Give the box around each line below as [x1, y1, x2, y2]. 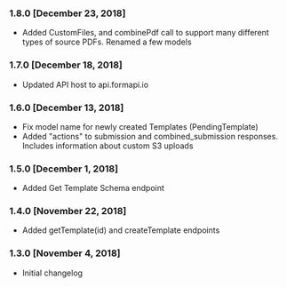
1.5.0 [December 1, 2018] [9, 163, 118, 175]
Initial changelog [21, 267, 83, 278]
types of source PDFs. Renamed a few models [21, 36, 193, 47]
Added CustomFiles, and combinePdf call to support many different [21, 28, 269, 38]
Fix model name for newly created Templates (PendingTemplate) [21, 121, 259, 132]
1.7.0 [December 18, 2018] [9, 59, 123, 71]
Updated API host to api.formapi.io [21, 79, 149, 90]
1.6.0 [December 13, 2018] [9, 101, 124, 114]
